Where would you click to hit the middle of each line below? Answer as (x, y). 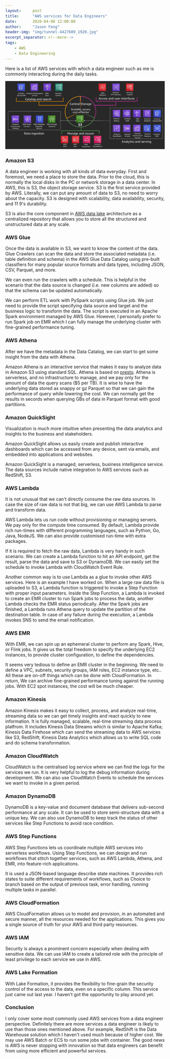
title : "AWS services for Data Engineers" (56, 16)
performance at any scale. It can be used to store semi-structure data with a (85, 812)
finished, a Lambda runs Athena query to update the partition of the (76, 609)
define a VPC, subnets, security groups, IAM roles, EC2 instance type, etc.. (83, 670)
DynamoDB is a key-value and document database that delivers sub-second (85, 807)
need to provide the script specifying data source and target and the (76, 306)
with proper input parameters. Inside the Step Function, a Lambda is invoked (85, 593)
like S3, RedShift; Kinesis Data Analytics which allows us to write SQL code (83, 737)
